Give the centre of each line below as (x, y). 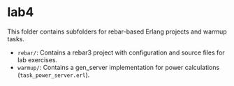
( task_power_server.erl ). (53, 75)
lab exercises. (37, 59)
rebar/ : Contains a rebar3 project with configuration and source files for (121, 52)
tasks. (16, 38)
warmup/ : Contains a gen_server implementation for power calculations (118, 67)
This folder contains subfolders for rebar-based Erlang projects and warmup (117, 31)
